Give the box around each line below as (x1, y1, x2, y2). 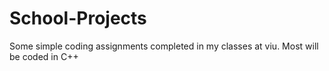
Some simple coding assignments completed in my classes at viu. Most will (9, 40, 319, 52)
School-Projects (9, 7, 147, 30)
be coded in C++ (9, 50, 79, 62)
